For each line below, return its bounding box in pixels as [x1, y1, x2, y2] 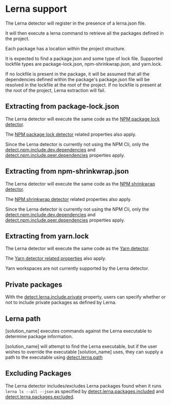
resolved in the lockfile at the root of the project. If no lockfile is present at [5, 82, 162, 88]
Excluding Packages [5, 369, 72, 378]
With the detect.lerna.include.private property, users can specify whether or [5, 294, 166, 300]
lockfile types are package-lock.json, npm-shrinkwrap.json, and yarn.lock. [5, 61, 162, 67]
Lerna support [5, 3, 68, 15]
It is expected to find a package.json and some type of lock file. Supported [5, 55, 163, 62]
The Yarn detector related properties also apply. [5, 255, 106, 262]
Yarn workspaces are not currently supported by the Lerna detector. [5, 265, 149, 271]
